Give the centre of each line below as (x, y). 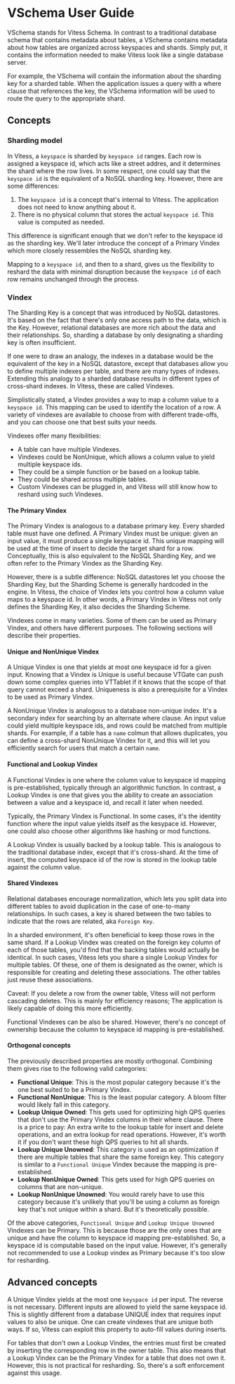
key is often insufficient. (42, 342)
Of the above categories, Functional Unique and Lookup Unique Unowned (111, 1223)
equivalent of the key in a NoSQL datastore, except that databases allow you (117, 363)
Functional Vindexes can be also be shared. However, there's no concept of (116, 1022)
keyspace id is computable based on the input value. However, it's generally (117, 1245)
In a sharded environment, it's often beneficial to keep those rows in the (111, 934)
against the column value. (45, 867)
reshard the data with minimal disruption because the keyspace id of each (114, 272)
